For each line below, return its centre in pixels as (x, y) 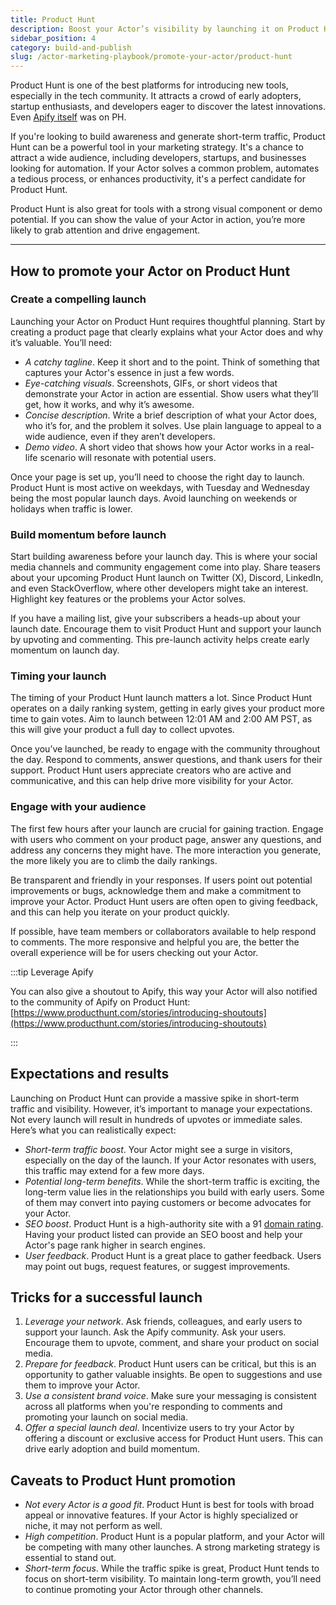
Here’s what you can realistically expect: (93, 1130)
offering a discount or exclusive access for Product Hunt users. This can (173, 1438)
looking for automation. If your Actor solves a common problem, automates (165, 168)
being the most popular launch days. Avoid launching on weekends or (154, 498)
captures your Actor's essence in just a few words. (129, 372)
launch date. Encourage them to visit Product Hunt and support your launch (166, 629)
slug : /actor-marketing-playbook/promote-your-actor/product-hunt (151, 57)
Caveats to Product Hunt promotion (123, 1480)
